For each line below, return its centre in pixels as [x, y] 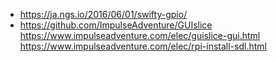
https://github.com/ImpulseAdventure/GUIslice [116, 25]
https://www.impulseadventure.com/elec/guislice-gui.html [140, 35]
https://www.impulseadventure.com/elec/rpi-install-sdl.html [143, 46]
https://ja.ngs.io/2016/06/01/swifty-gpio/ [103, 14]
